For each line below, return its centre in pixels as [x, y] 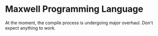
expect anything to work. [30, 28]
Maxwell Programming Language [74, 9]
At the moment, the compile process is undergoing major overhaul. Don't [79, 23]
